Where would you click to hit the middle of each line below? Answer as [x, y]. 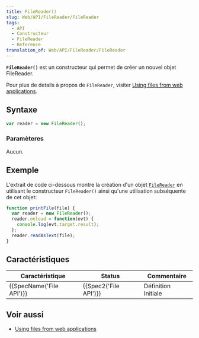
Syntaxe [22, 110]
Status [110, 276]
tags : [13, 23]
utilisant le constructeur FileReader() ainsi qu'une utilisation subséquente [96, 191]
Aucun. [15, 151]
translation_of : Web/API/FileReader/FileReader [66, 50]
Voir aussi [25, 315]
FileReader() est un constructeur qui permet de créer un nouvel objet [91, 67]
